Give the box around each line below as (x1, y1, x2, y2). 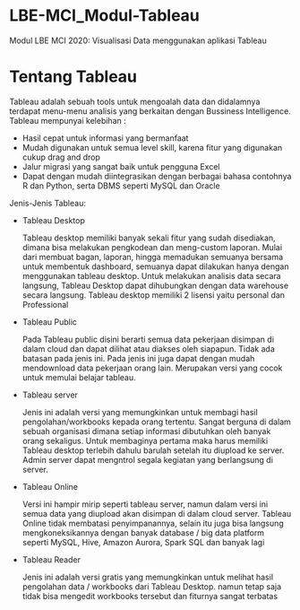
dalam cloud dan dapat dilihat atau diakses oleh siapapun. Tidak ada (21, 343, 276, 354)
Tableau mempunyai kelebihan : (9, 115, 127, 126)
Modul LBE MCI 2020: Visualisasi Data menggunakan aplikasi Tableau (9, 35, 267, 46)
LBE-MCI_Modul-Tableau (9, 5, 200, 26)
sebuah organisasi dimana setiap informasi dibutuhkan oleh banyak (21, 425, 271, 436)
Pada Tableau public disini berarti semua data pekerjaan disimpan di (21, 334, 275, 344)
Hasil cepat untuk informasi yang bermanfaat (21, 132, 189, 144)
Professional (21, 299, 69, 309)
